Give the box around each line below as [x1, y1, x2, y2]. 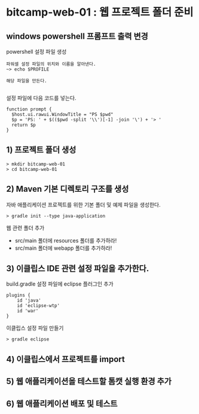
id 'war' [17, 308, 39, 314]
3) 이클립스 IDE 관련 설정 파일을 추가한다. [6, 263, 149, 274]
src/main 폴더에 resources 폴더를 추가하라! [14, 237, 117, 244]
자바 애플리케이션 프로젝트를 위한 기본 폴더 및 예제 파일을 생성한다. [6, 201, 161, 208]
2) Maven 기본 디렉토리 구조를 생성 [6, 184, 129, 194]
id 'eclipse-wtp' [17, 303, 60, 309]
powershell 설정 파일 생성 [6, 48, 67, 55]
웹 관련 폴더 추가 [6, 224, 45, 231]
